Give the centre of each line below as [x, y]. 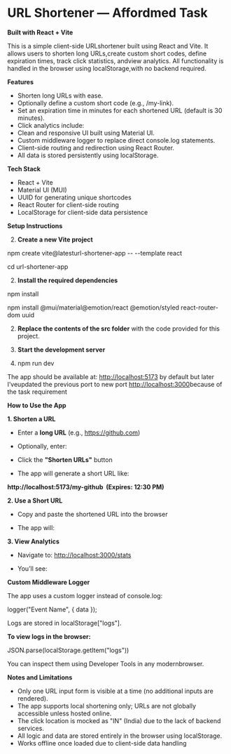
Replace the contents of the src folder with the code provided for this [119, 329]
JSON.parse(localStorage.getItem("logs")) [68, 650]
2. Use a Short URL [35, 501]
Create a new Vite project [55, 239]
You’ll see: [32, 568]
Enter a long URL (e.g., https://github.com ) [79, 432]
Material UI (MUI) [42, 190]
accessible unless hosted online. [64, 713]
